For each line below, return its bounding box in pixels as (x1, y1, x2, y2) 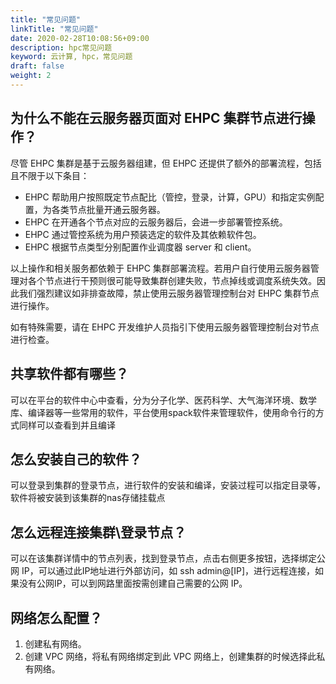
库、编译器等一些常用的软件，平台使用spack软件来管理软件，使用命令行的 (10, 406, 316, 418)
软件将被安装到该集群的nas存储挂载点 (10, 492, 166, 504)
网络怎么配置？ (10, 609, 103, 626)
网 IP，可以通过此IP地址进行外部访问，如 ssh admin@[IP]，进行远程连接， (10, 565, 316, 577)
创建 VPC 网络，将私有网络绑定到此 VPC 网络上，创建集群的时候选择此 (24, 650, 317, 662)
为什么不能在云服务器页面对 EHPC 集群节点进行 (10, 110, 303, 127)
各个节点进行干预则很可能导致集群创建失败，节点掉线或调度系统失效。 (27, 274, 317, 286)
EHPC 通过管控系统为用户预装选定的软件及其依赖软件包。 (24, 228, 262, 240)
